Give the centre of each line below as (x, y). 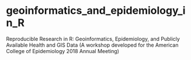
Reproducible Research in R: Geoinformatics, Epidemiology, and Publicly (93, 39)
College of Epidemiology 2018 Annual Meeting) (63, 51)
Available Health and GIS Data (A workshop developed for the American (92, 45)
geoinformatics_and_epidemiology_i (96, 11)
